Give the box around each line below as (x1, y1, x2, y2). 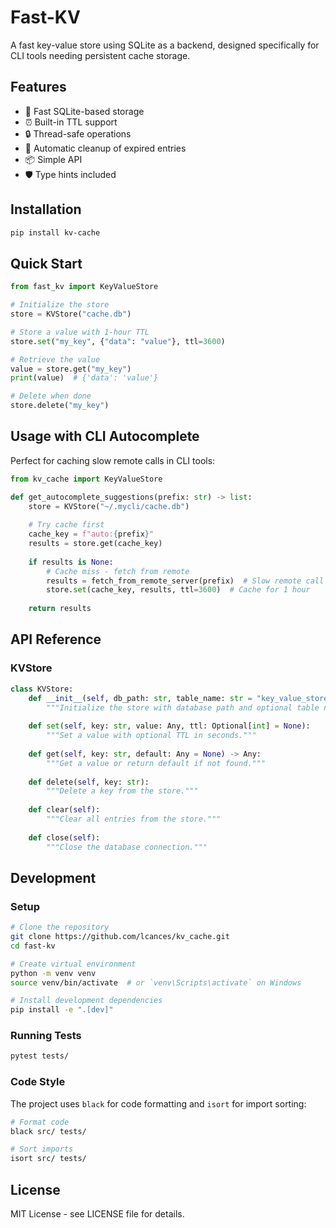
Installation (10, 201, 82, 218)
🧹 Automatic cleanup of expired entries (24, 142, 187, 154)
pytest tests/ (10, 1051, 70, 1061)
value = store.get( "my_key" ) (10, 364, 132, 374)
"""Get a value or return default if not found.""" (46, 758, 267, 768)
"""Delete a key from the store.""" (46, 786, 199, 796)
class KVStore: (10, 684, 74, 694)
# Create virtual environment (10, 959, 137, 969)
